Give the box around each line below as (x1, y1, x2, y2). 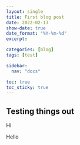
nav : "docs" (11, 68, 41, 74)
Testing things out (6, 106, 75, 116)
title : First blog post (6, 14, 65, 20)
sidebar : (6, 62, 28, 68)
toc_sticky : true (6, 84, 49, 90)
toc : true (6, 79, 31, 85)
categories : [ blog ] (6, 47, 54, 53)
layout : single (6, 8, 44, 15)
